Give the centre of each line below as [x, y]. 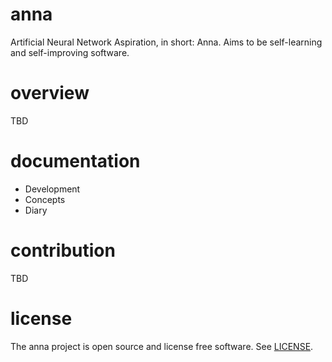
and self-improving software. [70, 52]
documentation [75, 161]
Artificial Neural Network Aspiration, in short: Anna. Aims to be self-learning [166, 42]
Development [52, 189]
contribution [63, 250]
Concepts [45, 199]
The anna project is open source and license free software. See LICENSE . [162, 346]
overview [50, 93]
